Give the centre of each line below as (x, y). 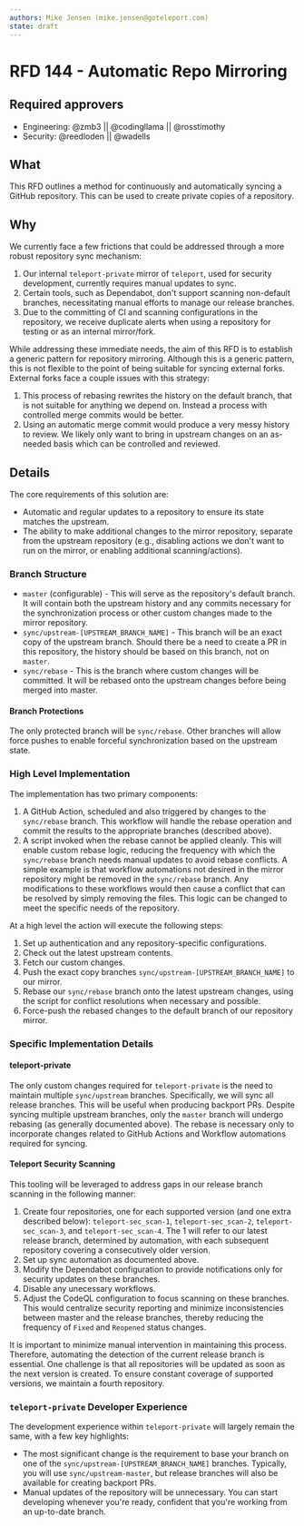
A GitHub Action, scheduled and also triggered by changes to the (144, 811)
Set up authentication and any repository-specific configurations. (144, 943)
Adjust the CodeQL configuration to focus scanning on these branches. (156, 1298)
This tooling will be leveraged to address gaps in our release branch (136, 1185)
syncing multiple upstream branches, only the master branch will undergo (147, 1114)
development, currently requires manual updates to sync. (130, 283)
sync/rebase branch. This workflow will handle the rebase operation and (157, 821)
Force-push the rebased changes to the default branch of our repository (157, 1010)
